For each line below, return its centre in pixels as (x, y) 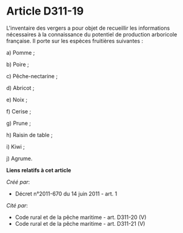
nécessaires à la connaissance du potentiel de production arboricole (92, 34)
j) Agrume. (19, 158)
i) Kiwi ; (16, 146)
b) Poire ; (18, 64)
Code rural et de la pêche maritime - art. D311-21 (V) (80, 223)
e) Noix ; (17, 100)
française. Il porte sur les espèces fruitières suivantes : (75, 41)
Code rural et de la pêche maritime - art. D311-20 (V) (81, 217)
